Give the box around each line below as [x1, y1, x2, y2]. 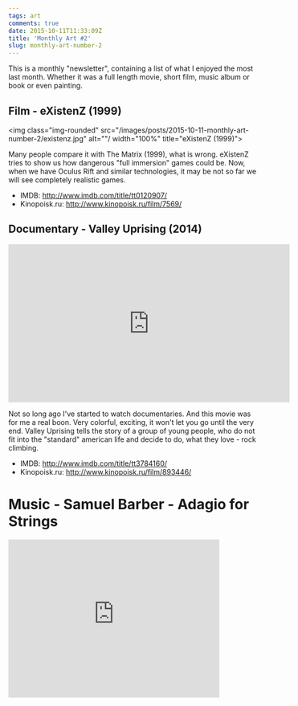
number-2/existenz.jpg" [8, 133, 87, 143]
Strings [8, 512, 59, 530]
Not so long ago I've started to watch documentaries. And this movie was [8, 409, 251, 418]
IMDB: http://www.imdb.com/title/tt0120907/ [19, 190, 167, 200]
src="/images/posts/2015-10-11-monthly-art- [100, 125, 249, 135]
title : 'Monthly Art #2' [8, 34, 92, 43]
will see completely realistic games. [8, 174, 126, 185]
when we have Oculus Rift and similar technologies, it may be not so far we [8, 166, 257, 176]
